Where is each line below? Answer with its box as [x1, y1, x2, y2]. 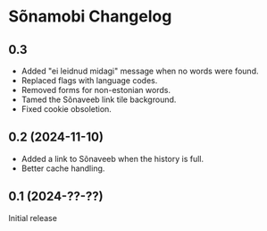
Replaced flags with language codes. [21, 75, 158, 86]
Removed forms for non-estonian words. [21, 85, 171, 95]
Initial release [8, 212, 57, 223]
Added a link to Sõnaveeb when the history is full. [21, 153, 204, 164]
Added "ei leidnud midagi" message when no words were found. [21, 65, 260, 76]
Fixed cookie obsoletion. [21, 104, 113, 114]
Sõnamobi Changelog [8, 6, 172, 27]
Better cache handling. [21, 163, 105, 174]
